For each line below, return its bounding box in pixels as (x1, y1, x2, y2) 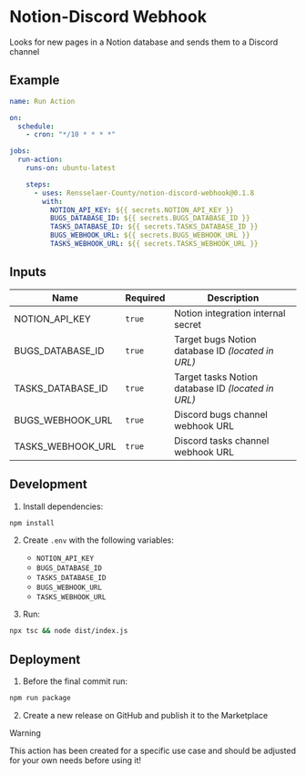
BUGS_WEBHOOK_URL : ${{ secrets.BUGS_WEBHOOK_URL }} (49, 230, 250, 240)
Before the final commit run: (22, 676, 128, 687)
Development (9, 476, 88, 493)
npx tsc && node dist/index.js (9, 627, 128, 636)
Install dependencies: (22, 501, 104, 512)
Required (125, 291, 166, 304)
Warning (9, 727, 41, 739)
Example (9, 73, 60, 88)
